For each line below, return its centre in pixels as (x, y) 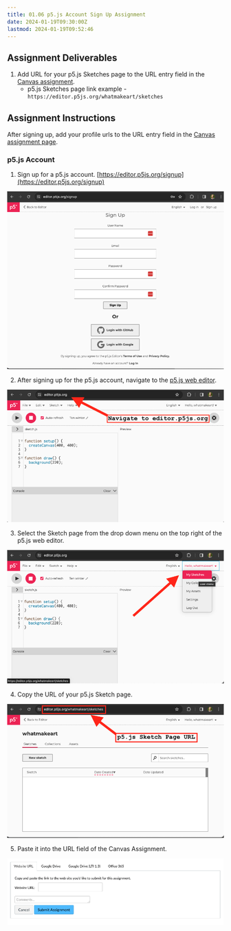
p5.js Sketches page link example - (77, 89)
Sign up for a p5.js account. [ (58, 175)
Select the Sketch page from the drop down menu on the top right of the (119, 533)
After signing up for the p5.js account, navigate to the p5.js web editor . (117, 380)
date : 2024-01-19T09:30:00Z (47, 22)
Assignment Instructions (61, 118)
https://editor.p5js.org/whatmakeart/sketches (95, 97)
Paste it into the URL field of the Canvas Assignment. (92, 849)
